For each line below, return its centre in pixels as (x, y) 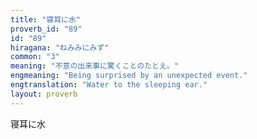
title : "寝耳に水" (46, 19)
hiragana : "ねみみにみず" (60, 47)
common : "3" (35, 57)
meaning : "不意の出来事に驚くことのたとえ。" (94, 66)
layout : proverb (44, 94)
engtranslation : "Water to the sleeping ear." (109, 85)
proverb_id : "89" (46, 29)
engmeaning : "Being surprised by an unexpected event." (129, 76)
